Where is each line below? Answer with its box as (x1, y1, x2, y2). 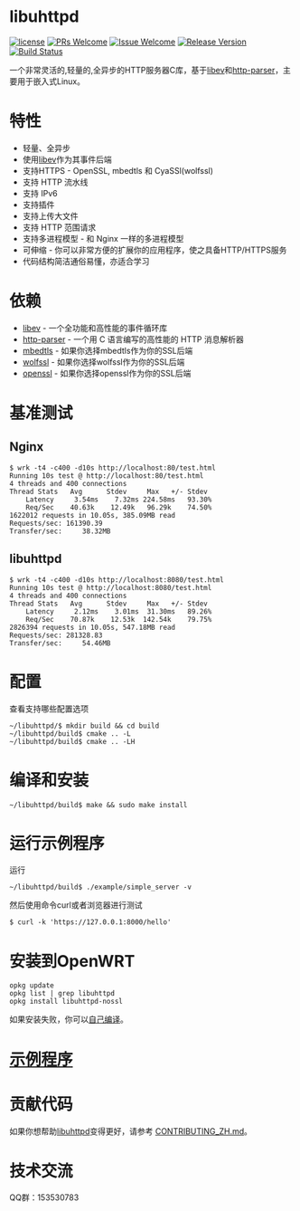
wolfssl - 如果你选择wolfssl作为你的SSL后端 (22, 356, 185, 367)
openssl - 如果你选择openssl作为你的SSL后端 (22, 367, 192, 378)
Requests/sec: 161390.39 (9, 519, 103, 528)
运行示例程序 (9, 833, 106, 853)
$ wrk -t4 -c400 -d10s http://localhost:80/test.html (9, 463, 217, 472)
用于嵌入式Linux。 (16, 75, 86, 87)
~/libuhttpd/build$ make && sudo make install (9, 800, 188, 809)
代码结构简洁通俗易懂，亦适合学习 (22, 255, 150, 266)
